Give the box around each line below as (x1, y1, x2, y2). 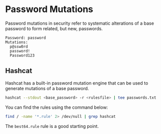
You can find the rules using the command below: (5, 104, 108, 110)
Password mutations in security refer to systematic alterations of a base (5, 20, 154, 26)
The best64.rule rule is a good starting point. (5, 123, 99, 129)
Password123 (10, 53, 35, 58)
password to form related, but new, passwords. (5, 25, 103, 31)
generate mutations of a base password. (5, 85, 89, 91)
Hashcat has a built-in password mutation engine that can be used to (5, 80, 148, 86)
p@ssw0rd (10, 44, 28, 49)
